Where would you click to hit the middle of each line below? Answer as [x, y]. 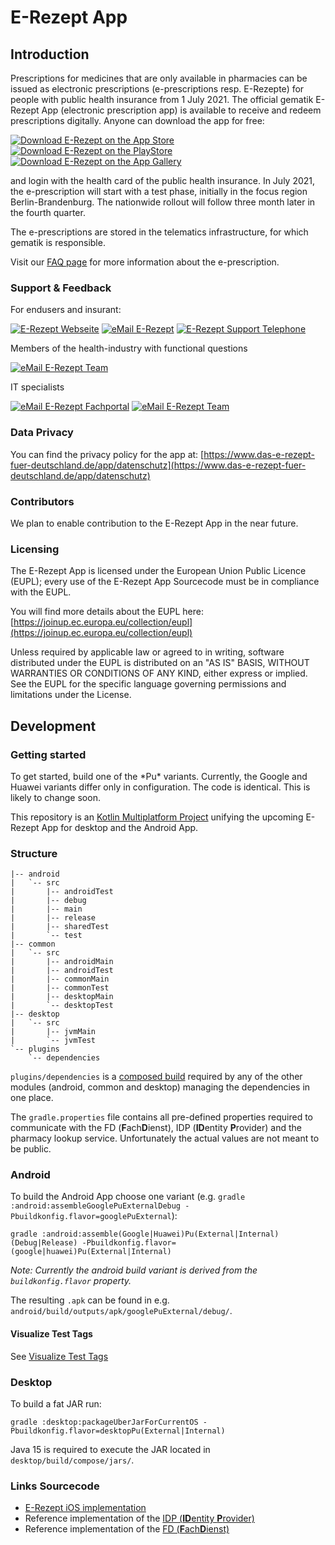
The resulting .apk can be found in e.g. [90, 1300]
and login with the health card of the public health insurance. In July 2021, [163, 180]
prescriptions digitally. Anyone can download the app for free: [137, 120]
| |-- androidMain [62, 962]
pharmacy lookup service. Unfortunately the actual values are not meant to [165, 1138]
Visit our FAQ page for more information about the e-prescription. [145, 262]
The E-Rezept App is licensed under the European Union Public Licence [158, 571]
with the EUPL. [41, 592]
